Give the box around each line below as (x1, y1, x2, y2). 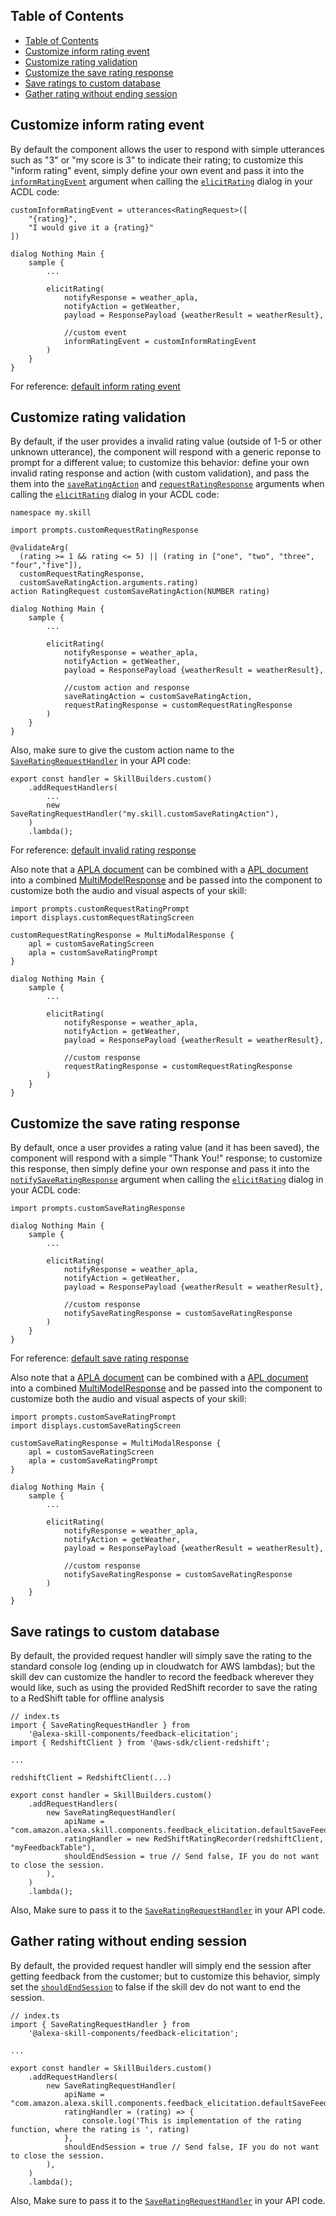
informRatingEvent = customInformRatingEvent (63, 336, 257, 346)
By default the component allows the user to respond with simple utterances (10, 143, 325, 155)
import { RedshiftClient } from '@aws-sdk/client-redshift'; (10, 1738, 271, 1748)
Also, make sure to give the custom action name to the (10, 744, 235, 756)
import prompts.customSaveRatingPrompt (10, 1412, 177, 1423)
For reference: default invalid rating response (10, 844, 197, 856)
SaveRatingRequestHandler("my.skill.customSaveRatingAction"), (10, 809, 280, 819)
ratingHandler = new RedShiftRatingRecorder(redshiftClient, (63, 1834, 325, 1844)
